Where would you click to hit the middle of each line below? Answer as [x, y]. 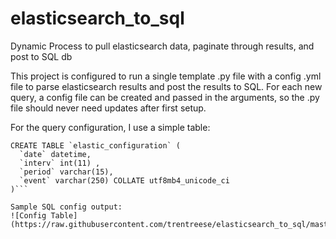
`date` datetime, [55, 154]
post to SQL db [41, 56]
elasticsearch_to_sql [97, 18]
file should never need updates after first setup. [108, 108]
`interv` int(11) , [60, 163]
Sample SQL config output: [66, 207]
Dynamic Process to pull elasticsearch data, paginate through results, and [162, 46]
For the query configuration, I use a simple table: [110, 127]
